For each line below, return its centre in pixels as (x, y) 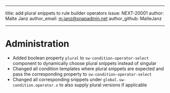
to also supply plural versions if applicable (103, 85)
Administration (37, 44)
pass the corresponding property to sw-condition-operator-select (82, 74)
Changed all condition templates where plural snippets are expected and (88, 69)
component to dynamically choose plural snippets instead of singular (84, 63)
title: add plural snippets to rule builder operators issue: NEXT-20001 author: (84, 13)
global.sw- (114, 80)
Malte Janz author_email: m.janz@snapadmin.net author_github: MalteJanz (83, 19)
